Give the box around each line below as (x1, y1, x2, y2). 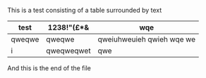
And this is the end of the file (7, 64, 92, 72)
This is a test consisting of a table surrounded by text (7, 6, 162, 14)
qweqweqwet (45, 46, 91, 56)
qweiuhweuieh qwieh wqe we (97, 34, 196, 44)
